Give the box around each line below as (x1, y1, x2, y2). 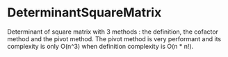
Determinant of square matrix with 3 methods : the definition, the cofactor (7, 27, 219, 36)
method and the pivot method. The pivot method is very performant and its (7, 34, 221, 43)
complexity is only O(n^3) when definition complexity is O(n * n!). (7, 42, 194, 50)
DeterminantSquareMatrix (7, 5, 162, 21)
